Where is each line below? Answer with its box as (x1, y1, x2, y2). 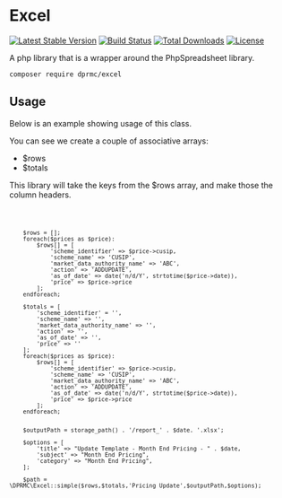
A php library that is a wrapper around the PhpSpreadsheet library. (9, 52, 255, 63)
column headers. (9, 189, 72, 200)
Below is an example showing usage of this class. (9, 118, 192, 128)
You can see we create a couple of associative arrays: (9, 135, 209, 146)
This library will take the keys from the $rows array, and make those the (9, 179, 273, 190)
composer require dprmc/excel (9, 69, 123, 79)
